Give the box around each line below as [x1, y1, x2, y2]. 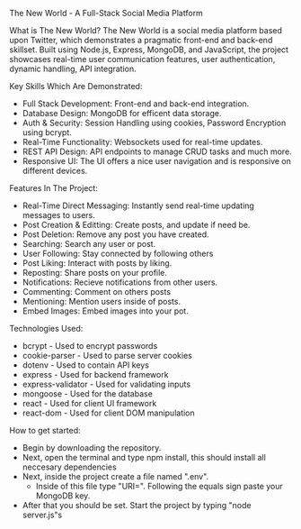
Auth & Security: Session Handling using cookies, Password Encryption [22, 117, 287, 128]
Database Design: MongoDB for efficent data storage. [22, 108, 222, 118]
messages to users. [22, 210, 96, 220]
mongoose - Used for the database [22, 388, 153, 399]
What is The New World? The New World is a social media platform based [9, 25, 283, 35]
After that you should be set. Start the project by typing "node [22, 500, 252, 510]
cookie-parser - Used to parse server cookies [22, 351, 193, 360]
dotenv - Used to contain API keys [22, 360, 150, 370]
